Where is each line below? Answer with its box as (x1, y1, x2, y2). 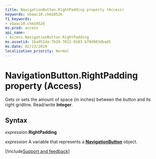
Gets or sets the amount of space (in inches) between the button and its (5, 97, 151, 103)
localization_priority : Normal (5, 48, 69, 53)
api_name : (5, 30, 26, 35)
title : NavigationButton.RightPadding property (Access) (5, 7, 125, 12)
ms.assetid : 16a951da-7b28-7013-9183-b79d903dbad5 (5, 40, 111, 44)
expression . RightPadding (5, 129, 57, 135)
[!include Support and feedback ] (5, 149, 70, 155)
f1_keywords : (5, 16, 32, 21)
